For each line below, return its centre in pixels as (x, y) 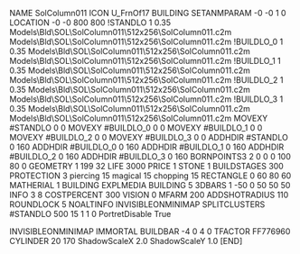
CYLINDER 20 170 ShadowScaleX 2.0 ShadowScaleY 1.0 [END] (126, 241)
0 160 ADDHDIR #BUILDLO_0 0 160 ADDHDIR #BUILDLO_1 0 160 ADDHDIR (147, 147)
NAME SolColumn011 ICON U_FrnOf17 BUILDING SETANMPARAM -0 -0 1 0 (148, 13)
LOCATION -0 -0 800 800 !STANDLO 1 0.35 (90, 23)
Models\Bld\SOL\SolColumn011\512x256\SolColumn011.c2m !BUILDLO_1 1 (145, 61)
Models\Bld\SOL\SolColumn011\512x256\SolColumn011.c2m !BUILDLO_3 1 (146, 99)
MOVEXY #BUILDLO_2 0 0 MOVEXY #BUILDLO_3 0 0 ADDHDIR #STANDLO (149, 137)
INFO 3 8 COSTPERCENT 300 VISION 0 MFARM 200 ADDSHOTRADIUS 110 (149, 195)
